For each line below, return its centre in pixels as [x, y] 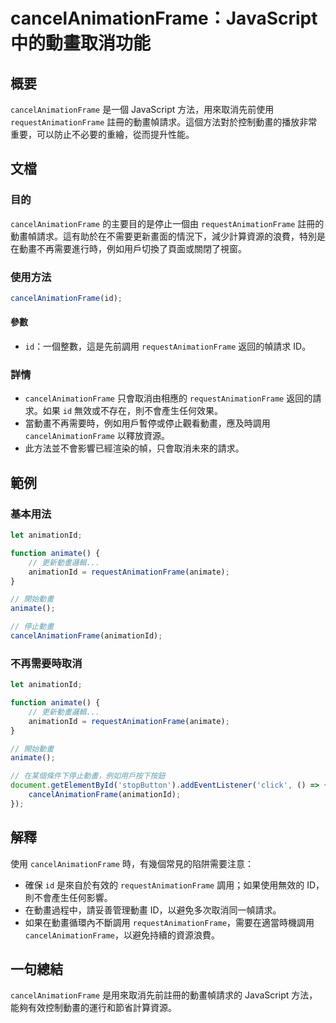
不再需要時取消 [46, 663]
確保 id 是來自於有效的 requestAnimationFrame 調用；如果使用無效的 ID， [174, 885]
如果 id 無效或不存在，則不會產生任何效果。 [132, 411]
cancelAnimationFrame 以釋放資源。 [97, 436]
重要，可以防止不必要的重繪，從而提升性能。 [102, 134]
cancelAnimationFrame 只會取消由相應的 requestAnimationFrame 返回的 [168, 398]
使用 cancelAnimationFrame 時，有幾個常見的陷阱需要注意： [132, 863]
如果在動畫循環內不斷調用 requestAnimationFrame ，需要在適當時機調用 [169, 922]
